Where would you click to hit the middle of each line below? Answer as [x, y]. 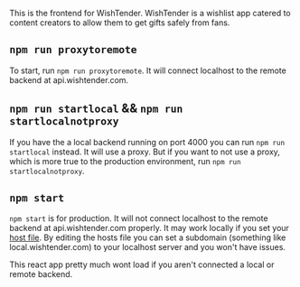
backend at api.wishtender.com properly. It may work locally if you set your [149, 228]
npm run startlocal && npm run [96, 109]
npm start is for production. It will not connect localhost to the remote [139, 218]
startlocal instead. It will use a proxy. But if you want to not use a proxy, [145, 152]
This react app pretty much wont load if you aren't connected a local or [142, 264]
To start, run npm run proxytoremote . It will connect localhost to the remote [148, 70]
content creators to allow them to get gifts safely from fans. [120, 23]
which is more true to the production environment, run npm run [125, 161]
